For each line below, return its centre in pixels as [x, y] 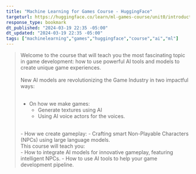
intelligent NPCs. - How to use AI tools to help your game [89, 159]
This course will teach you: [52, 146]
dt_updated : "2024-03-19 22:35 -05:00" [55, 33]
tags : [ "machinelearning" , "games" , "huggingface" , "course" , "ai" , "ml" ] [92, 39]
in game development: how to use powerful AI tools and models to [100, 61]
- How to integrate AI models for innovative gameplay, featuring [97, 152]
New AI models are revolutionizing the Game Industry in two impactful [104, 80]
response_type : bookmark [36, 22]
